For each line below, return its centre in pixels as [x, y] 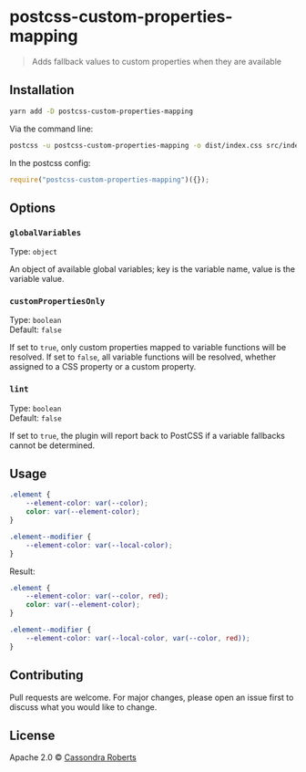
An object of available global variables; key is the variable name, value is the [153, 269]
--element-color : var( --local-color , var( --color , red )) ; [138, 638]
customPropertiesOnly [57, 301]
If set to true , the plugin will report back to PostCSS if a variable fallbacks [147, 435]
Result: [22, 571]
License [32, 735]
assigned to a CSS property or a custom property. [103, 367]
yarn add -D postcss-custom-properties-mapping [102, 111]
